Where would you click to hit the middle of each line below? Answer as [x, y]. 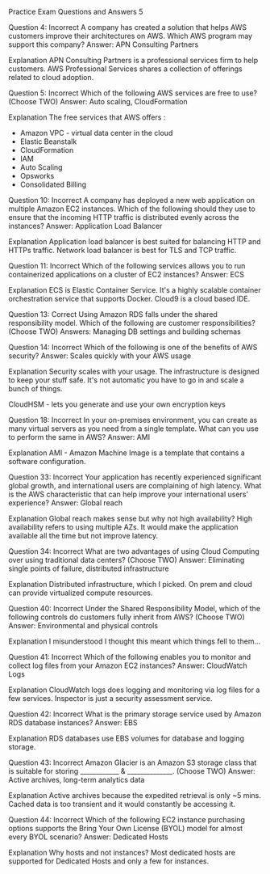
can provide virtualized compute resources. [81, 593]
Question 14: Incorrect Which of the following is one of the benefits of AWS [133, 347]
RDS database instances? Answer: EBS [73, 722]
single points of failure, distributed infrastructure [89, 568]
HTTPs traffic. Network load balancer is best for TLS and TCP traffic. [123, 250]
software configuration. [47, 461]
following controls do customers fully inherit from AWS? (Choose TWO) [127, 617]
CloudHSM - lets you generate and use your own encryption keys [117, 404]
